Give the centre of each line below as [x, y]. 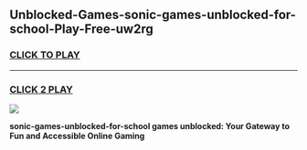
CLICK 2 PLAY [41, 89]
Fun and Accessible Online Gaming [77, 135]
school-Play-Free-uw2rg [81, 30]
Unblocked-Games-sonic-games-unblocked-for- [153, 15]
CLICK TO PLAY [45, 55]
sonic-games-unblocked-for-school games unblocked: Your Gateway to [150, 125]
